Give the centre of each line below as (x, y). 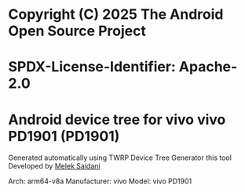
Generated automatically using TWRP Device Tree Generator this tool (120, 158)
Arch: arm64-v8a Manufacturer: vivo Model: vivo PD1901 (100, 181)
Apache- (208, 67)
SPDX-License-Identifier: (92, 67)
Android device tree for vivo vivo (117, 120)
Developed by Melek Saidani (54, 166)
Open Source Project (77, 31)
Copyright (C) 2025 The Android (116, 14)
